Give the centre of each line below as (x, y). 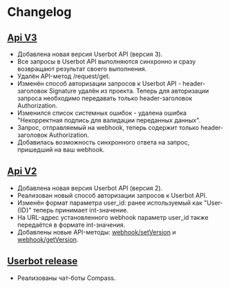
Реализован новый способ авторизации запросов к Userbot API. (112, 195)
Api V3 (22, 38)
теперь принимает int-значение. (81, 210)
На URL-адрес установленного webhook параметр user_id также (113, 217)
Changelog (39, 12)
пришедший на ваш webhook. (61, 150)
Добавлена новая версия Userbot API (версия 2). (90, 188)
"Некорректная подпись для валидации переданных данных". (109, 120)
